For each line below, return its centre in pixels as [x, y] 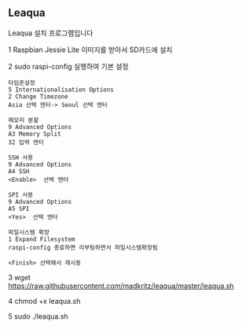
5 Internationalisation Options [61, 90]
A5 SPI [19, 209]
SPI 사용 [21, 195]
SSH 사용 [21, 157]
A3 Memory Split [35, 134]
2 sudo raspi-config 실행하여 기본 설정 [68, 66]
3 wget [20, 277]
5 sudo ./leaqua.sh [38, 316]
